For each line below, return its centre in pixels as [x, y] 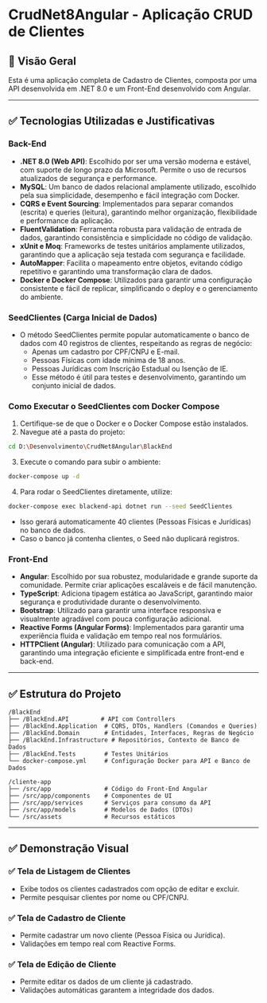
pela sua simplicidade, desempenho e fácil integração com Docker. [130, 195]
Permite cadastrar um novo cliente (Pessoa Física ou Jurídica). [122, 935]
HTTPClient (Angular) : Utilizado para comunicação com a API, [123, 644]
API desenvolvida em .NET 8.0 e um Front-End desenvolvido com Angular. [130, 88]
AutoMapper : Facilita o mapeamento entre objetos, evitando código [131, 263]
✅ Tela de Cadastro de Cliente [67, 918]
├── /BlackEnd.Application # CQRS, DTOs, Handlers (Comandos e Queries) [133, 726]
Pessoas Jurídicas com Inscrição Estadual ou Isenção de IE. [130, 368]
